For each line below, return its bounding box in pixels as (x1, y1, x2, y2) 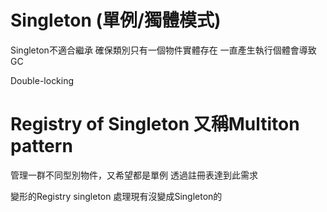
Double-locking (10, 74, 75, 86)
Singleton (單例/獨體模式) (10, 9, 222, 32)
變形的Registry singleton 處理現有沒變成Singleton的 (10, 190, 223, 202)
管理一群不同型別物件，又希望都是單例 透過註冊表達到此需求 (10, 169, 258, 181)
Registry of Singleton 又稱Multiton (10, 113, 300, 136)
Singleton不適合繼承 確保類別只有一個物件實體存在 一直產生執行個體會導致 (10, 44, 317, 56)
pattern (10, 135, 73, 158)
